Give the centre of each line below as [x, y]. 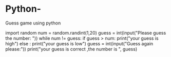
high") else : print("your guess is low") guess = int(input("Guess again [79, 43]
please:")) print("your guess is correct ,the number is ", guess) [71, 49]
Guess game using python [33, 23]
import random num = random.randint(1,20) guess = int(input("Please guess [86, 33]
